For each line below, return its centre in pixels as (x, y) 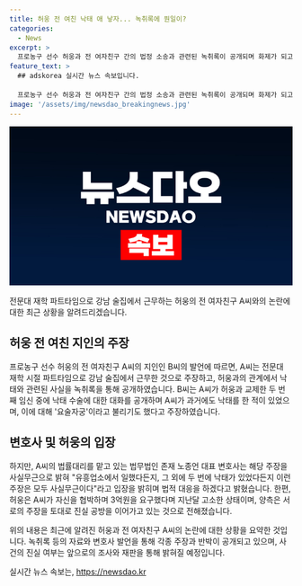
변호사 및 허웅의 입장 (62, 443)
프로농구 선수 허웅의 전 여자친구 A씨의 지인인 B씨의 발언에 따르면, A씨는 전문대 (147, 366)
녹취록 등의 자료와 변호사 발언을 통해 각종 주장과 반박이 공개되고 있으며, (153, 541)
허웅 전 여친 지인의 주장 (70, 343)
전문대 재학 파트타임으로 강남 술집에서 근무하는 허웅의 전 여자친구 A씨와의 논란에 (150, 301)
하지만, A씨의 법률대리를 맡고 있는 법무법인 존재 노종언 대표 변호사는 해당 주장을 (148, 466)
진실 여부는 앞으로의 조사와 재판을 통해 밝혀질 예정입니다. (125, 552)
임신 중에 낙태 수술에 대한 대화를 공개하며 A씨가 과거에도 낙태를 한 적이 (142, 400)
